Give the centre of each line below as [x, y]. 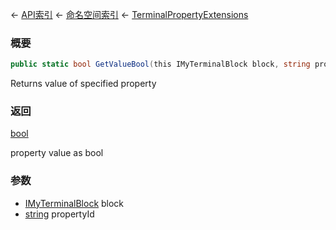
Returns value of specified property [83, 84]
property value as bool [57, 153]
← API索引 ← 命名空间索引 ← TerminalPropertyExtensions [129, 14]
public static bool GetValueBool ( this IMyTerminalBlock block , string [160, 64]
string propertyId [59, 214]
